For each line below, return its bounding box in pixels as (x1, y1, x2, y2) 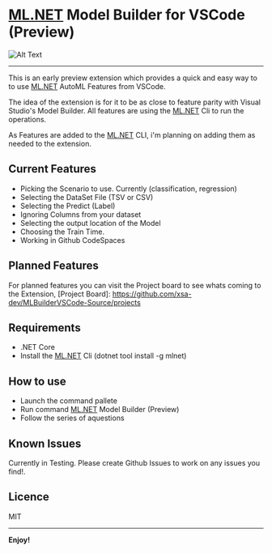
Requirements (8, 321, 81, 334)
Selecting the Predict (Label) (19, 201, 116, 211)
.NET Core (19, 342, 55, 352)
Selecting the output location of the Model (19, 218, 161, 228)
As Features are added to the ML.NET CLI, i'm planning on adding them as (8, 130, 256, 139)
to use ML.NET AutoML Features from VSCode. (8, 81, 166, 91)
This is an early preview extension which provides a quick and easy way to (8, 73, 257, 83)
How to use (8, 374, 66, 388)
